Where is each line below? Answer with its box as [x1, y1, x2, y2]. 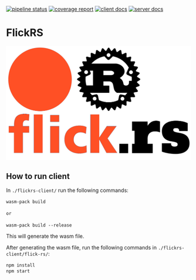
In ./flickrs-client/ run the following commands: [6, 187, 129, 194]
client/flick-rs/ [6, 251, 49, 258]
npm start [6, 268, 31, 274]
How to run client [6, 171, 70, 181]
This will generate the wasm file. [6, 232, 85, 240]
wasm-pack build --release [6, 222, 72, 228]
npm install [6, 262, 35, 268]
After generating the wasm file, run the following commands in [6, 244, 157, 251]
